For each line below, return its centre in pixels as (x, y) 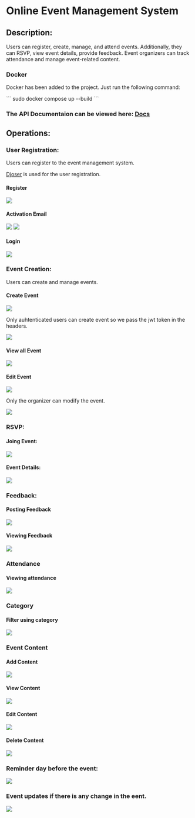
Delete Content (25, 740)
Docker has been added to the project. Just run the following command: (93, 87)
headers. (17, 326)
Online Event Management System (93, 11)
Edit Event (19, 377)
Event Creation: (29, 269)
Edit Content (22, 714)
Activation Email (26, 214)
